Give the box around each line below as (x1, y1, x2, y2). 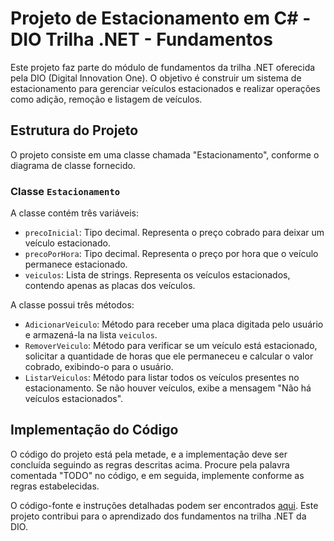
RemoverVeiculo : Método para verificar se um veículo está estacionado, (24, 340, 318, 352)
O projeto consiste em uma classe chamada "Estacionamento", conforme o (10, 148, 320, 161)
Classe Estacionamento (10, 184, 121, 198)
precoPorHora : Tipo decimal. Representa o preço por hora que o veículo (24, 248, 319, 260)
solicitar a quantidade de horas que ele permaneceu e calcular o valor (24, 350, 314, 362)
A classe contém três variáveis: (10, 207, 139, 219)
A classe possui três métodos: (10, 299, 135, 311)
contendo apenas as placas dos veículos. (24, 280, 196, 292)
